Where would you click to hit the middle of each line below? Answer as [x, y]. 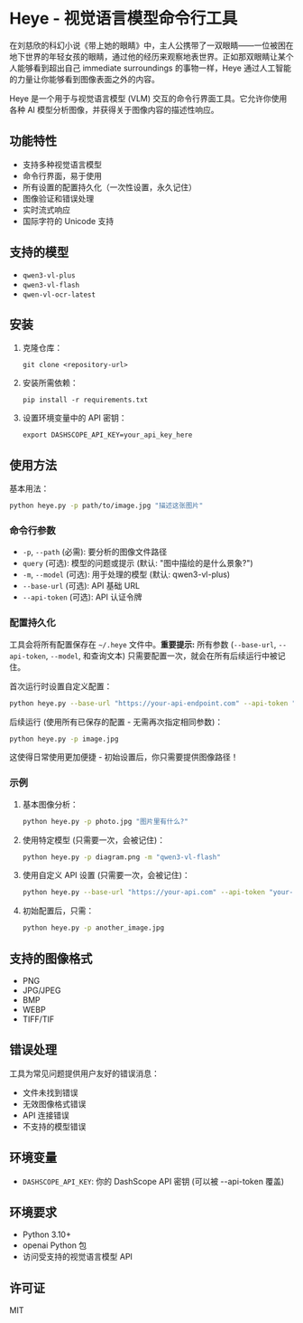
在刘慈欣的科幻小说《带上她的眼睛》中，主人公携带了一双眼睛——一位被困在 [151, 45]
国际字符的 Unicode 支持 [68, 221]
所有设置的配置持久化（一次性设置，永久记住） [109, 187]
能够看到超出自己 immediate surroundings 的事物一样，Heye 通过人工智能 [154, 68]
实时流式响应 [46, 210]
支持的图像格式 [51, 958]
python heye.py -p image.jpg [64, 739]
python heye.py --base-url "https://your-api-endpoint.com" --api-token [149, 703]
